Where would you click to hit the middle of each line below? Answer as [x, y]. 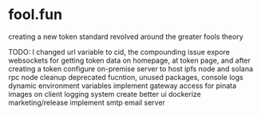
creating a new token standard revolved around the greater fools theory [126, 36]
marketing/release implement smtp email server [87, 102]
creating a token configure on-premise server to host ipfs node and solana [131, 68]
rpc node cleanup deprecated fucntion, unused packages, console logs [126, 77]
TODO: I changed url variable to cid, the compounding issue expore [119, 52]
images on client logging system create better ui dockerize [105, 94]
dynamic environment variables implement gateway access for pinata [123, 86]
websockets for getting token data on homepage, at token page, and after [130, 60]
